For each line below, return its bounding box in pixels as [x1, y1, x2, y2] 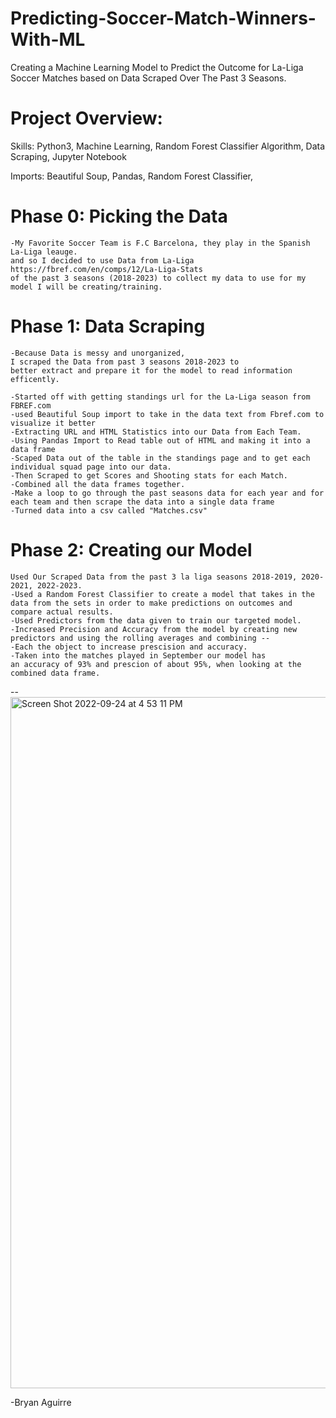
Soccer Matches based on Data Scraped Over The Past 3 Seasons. [10, 72, 287, 84]
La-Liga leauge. [10, 247, 78, 257]
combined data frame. [10, 668, 101, 678]
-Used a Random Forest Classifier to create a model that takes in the [10, 589, 315, 599]
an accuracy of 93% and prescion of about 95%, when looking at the [10, 659, 302, 669]
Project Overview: [10, 107, 163, 130]
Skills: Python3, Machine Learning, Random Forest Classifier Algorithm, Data [10, 140, 326, 152]
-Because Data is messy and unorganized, [10, 348, 186, 358]
